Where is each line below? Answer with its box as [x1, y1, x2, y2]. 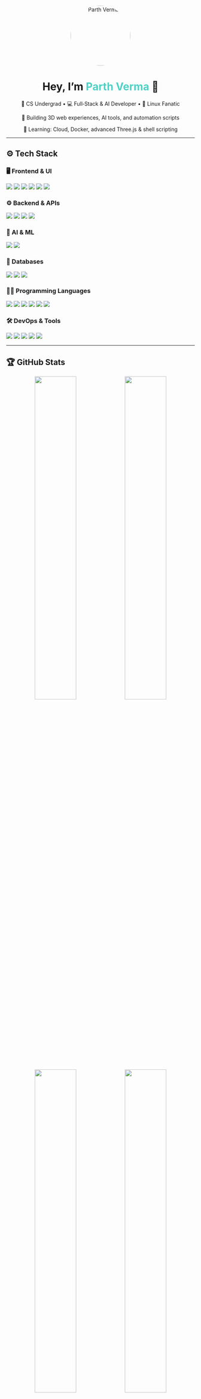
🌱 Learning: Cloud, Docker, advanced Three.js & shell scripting [23, 125, 178, 133]
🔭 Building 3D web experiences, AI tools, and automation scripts [22, 113, 179, 121]
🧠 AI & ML [6, 228, 35, 236]
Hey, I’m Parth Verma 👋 [42, 80, 159, 94]
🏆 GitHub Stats [6, 357, 66, 367]
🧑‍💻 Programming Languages [6, 287, 91, 295]
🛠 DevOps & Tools [6, 316, 61, 325]
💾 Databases [6, 258, 44, 266]
